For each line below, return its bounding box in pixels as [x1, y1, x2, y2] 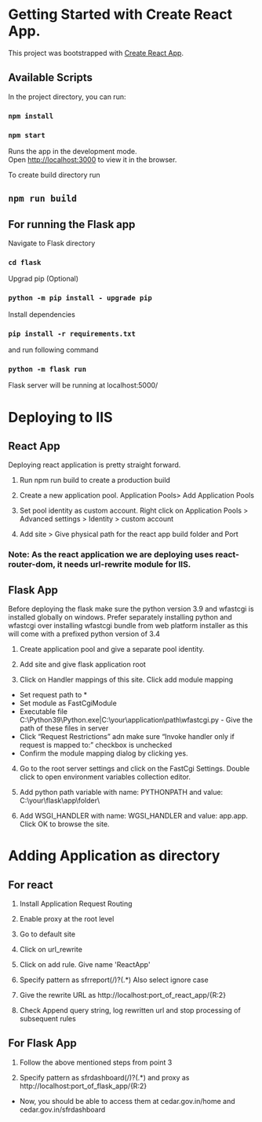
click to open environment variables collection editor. [19, 772, 191, 782]
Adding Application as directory [8, 847, 220, 865]
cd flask [8, 258, 42, 267]
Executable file [19, 707, 68, 716]
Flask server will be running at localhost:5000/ [8, 381, 158, 390]
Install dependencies [8, 309, 76, 319]
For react [8, 878, 53, 892]
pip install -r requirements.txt [8, 329, 136, 338]
